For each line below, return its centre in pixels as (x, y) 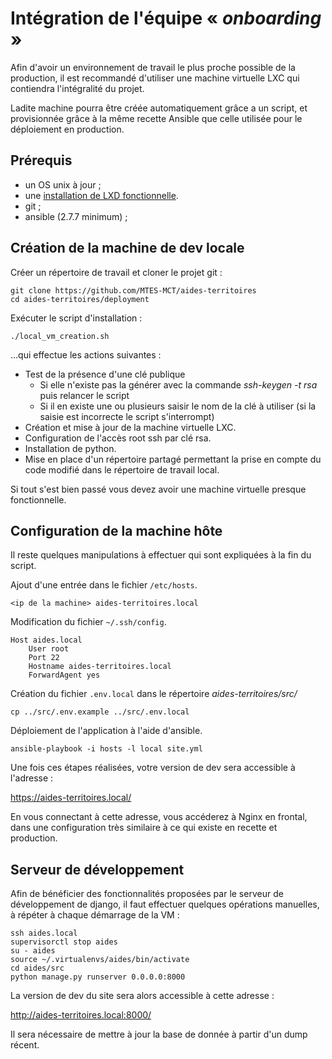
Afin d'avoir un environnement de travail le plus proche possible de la (153, 67)
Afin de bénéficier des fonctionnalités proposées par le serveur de (147, 894)
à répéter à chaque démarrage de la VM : (95, 915)
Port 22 (44, 658)
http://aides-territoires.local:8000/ (81, 1015)
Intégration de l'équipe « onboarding (166, 18)
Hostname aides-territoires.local (100, 667)
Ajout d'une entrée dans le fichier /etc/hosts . (104, 585)
